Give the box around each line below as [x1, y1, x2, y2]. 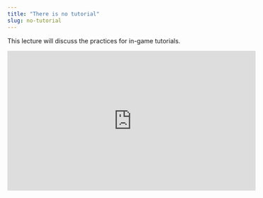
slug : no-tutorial [7, 17, 62, 24]
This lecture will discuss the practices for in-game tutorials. [7, 36, 181, 45]
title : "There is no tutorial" [7, 10, 100, 18]
